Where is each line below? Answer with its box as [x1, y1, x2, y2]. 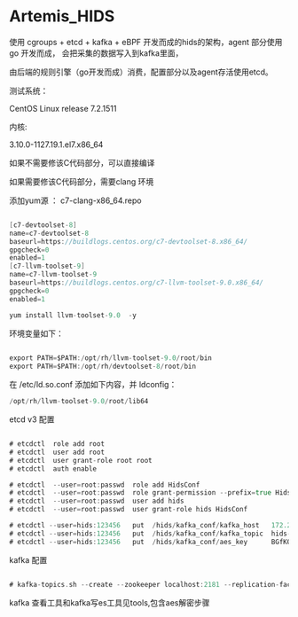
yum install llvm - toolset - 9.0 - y [9, 310, 137, 320]
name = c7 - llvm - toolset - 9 [9, 270, 98, 279]
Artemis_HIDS [9, 6, 115, 27]
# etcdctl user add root [9, 448, 105, 457]
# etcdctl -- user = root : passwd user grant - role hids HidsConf [9, 505, 248, 514]
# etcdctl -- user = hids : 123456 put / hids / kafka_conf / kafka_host [9, 521, 260, 530]
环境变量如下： [9, 328, 64, 339]
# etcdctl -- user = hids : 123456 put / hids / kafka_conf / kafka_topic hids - [9, 529, 292, 538]
